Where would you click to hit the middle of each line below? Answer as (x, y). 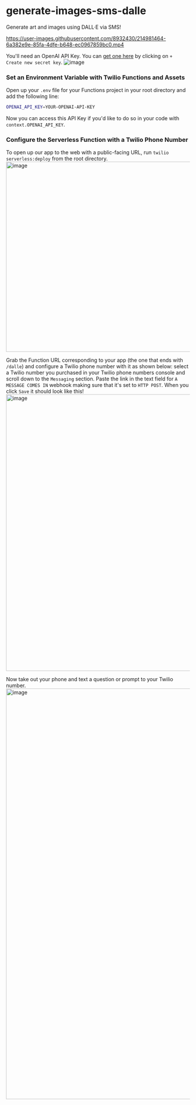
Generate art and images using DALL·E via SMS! (64, 27)
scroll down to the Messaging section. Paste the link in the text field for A (92, 379)
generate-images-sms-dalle (76, 11)
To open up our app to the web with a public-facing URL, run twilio (87, 152)
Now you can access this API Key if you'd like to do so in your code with (93, 118)
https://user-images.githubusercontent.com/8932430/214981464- (86, 38)
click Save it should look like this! (45, 392)
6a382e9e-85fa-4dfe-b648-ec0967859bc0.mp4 (65, 45)
